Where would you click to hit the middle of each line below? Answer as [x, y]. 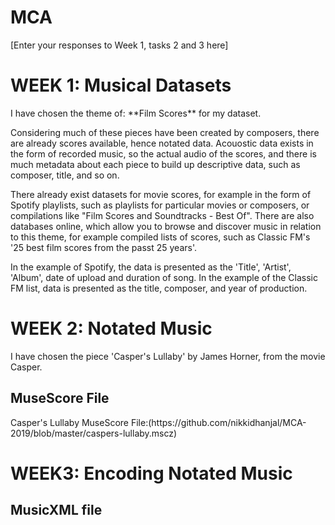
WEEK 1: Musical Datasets [121, 85]
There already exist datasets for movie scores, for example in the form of [161, 194]
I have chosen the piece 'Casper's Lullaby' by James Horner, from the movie [168, 356]
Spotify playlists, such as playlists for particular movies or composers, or [160, 205]
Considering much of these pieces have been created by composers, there [165, 132]
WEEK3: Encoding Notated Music [151, 473]
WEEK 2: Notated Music [111, 328]
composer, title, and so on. [65, 175]
